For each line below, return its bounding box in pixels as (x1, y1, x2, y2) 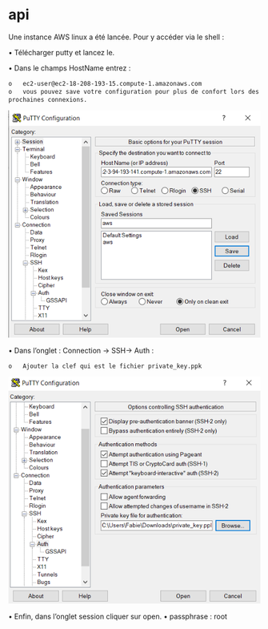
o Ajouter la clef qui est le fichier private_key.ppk (8, 362, 202, 370)
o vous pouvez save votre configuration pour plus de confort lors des (8, 87, 260, 95)
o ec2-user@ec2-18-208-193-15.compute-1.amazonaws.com (8, 79, 202, 87)
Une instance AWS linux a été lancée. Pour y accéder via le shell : (8, 32, 225, 42)
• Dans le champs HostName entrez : (8, 62, 131, 73)
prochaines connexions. (8, 95, 88, 103)
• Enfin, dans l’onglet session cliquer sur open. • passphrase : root (8, 611, 228, 621)
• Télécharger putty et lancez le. (8, 47, 115, 57)
